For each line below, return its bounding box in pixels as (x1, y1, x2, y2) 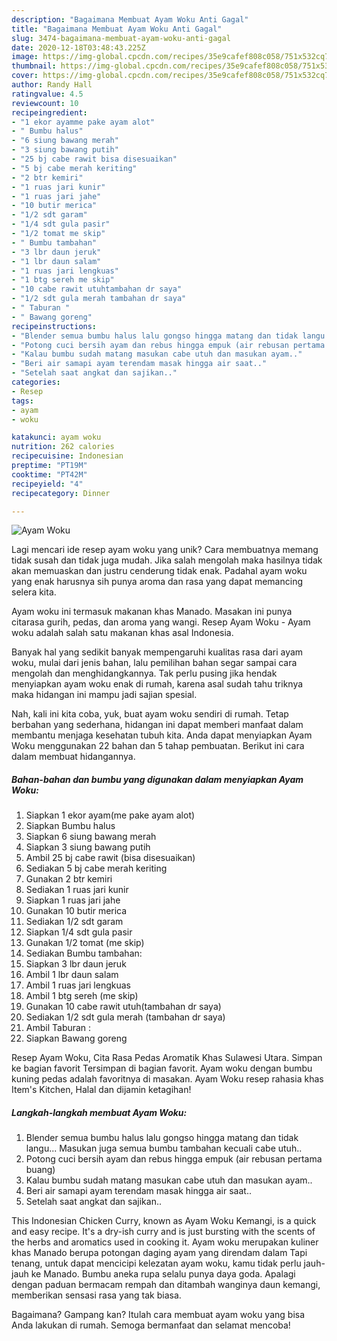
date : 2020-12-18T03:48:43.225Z (11, 42, 146, 53)
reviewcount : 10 (11, 98, 79, 108)
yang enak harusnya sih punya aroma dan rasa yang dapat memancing (11, 576, 303, 588)
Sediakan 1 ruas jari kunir (25, 884, 129, 896)
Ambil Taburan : (25, 1022, 92, 1034)
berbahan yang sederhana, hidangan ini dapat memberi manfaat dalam (11, 719, 304, 731)
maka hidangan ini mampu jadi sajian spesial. (11, 689, 198, 701)
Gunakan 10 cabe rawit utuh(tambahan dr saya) (25, 1001, 222, 1013)
